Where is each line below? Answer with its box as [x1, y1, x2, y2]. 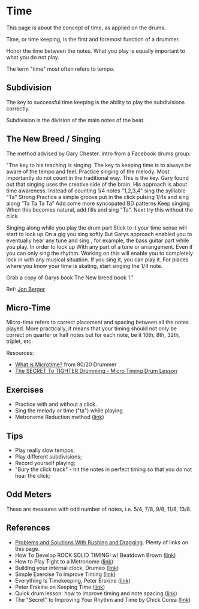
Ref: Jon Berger [6, 285, 46, 293]
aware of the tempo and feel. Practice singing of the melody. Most [6, 168, 170, 175]
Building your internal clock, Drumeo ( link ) [14, 564, 119, 571]
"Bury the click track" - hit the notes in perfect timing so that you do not [14, 466, 192, 473]
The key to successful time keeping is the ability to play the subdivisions [6, 98, 185, 105]
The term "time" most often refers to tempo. [6, 65, 115, 73]
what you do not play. [6, 53, 60, 61]
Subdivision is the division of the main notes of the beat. [6, 116, 145, 123]
